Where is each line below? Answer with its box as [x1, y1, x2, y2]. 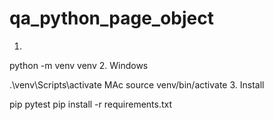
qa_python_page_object [9, 7, 214, 30]
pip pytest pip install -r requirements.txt [9, 98, 173, 110]
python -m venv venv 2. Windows [9, 59, 149, 71]
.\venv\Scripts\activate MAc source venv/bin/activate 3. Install [9, 78, 265, 91]
